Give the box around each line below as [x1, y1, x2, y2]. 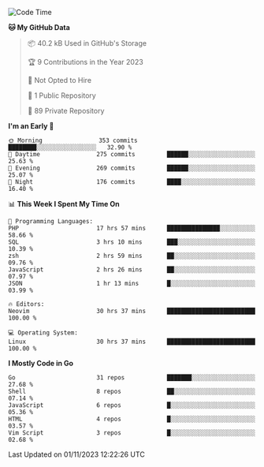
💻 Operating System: [8, 329, 79, 337]
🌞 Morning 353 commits [8, 136, 138, 144]
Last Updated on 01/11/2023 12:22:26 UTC [8, 450, 146, 459]
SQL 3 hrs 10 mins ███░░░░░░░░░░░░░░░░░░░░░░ [8, 238, 256, 246]
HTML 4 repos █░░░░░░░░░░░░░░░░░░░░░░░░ [8, 415, 256, 423]
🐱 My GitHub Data [8, 23, 71, 32]
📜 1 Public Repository [27, 91, 96, 100]
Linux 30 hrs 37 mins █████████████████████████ [8, 338, 256, 346]
